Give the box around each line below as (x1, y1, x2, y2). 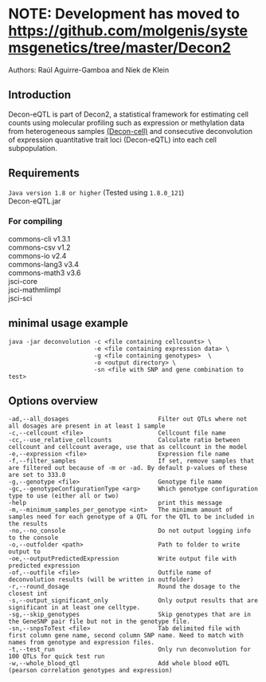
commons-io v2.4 (8, 250, 67, 260)
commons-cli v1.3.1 (8, 234, 71, 243)
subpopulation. (8, 143, 57, 152)
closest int (8, 589, 48, 598)
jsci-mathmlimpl (8, 285, 61, 294)
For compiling (8, 216, 63, 227)
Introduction (8, 89, 72, 102)
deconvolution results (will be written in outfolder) (8, 576, 194, 584)
